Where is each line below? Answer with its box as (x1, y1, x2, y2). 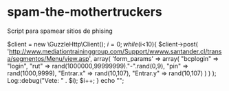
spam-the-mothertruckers (7, 4, 163, 20)
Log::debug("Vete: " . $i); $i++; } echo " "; (7, 76, 124, 84)
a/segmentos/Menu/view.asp (7, 54, 89, 62)
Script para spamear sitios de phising (7, 27, 113, 35)
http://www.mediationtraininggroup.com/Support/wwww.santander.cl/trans (9, 47, 222, 55)
